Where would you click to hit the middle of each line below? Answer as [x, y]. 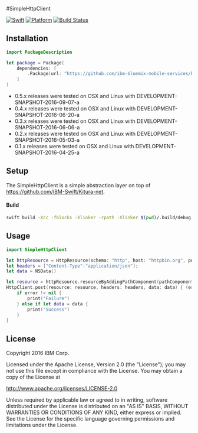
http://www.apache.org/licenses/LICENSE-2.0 [62, 389]
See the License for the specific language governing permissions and [90, 419]
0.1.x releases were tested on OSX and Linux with [74, 146]
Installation [27, 39]
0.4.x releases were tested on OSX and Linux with [75, 109]
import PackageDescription [39, 52]
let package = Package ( [35, 63]
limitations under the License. [42, 425]
